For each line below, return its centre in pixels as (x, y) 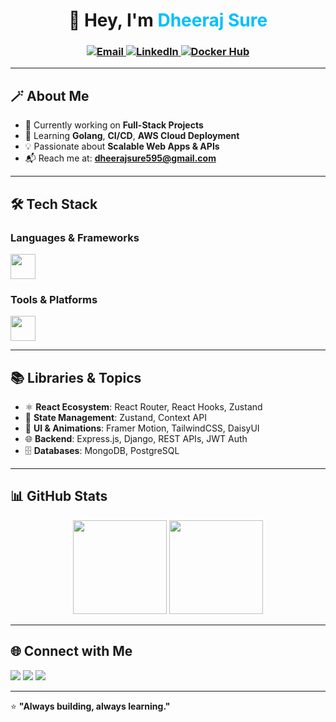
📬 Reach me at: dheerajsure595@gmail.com (120, 158)
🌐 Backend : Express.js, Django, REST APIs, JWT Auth (136, 439)
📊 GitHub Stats (59, 496)
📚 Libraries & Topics (76, 377)
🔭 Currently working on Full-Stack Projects (114, 125)
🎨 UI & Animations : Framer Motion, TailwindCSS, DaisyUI (142, 428)
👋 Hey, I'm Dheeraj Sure (168, 20)
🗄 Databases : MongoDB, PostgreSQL (102, 451)
